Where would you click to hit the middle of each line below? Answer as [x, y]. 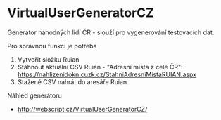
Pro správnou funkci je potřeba [52, 46]
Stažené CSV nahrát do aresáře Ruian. [73, 81]
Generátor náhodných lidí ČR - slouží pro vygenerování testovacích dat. [111, 32]
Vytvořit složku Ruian [48, 59]
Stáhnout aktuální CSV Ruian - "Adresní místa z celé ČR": [100, 67]
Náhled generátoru [34, 95]
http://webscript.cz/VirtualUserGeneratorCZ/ [82, 109]
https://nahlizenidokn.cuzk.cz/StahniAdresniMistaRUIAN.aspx [107, 74]
